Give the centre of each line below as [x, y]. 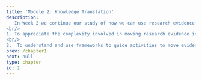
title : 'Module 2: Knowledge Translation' [60, 12]
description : [23, 17]
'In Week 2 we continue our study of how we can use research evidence [103, 23]
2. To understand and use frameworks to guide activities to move [93, 46]
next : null [20, 57]
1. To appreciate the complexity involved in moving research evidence [98, 34]
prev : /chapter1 [26, 51]
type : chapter [24, 62]
